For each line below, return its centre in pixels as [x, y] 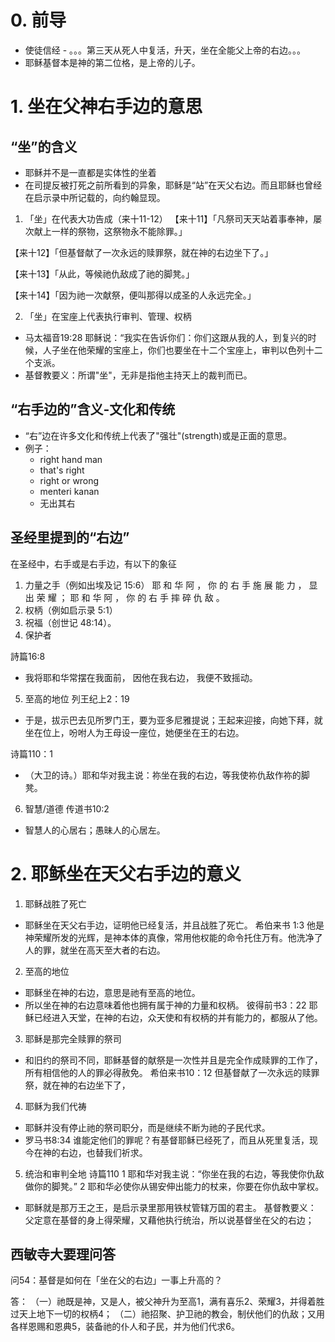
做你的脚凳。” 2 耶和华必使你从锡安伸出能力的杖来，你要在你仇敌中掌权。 [174, 1186]
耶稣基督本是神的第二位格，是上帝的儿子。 [112, 62]
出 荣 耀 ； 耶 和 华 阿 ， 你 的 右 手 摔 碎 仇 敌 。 [124, 597]
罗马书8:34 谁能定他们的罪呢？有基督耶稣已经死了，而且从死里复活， [167, 1140]
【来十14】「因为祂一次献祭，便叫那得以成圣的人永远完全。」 [133, 295]
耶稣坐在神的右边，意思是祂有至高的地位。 [112, 992]
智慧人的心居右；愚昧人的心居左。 [95, 830]
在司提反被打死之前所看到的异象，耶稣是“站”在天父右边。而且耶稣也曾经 [173, 185]
